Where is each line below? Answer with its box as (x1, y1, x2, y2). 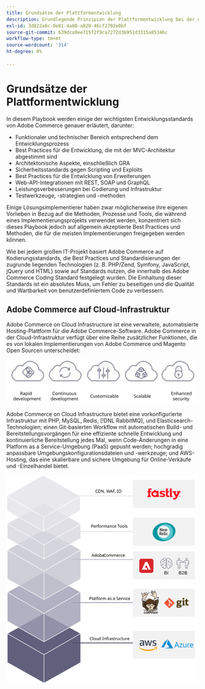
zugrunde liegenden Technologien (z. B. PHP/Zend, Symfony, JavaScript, (6, 261, 191, 268)
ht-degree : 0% (6, 49, 43, 55)
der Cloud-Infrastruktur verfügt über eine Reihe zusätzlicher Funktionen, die (6, 333, 198, 341)
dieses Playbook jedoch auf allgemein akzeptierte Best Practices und (6, 223, 181, 230)
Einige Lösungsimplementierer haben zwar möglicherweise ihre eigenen (6, 203, 188, 211)
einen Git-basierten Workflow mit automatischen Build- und (43, 423, 193, 430)
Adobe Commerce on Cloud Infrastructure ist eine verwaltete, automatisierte (6, 320, 199, 328)
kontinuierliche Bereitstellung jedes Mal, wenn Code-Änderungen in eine (6, 436, 189, 444)
